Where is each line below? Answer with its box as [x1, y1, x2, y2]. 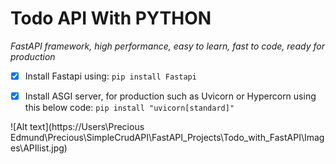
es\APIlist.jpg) [10, 142, 68, 154]
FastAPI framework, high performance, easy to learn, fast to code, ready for [10, 40, 325, 52]
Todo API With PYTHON [10, 7, 212, 30]
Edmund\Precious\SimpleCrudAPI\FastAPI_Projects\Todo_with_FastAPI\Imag [10, 132, 325, 144]
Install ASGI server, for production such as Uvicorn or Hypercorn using [24, 90, 317, 102]
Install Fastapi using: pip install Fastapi [24, 70, 197, 82]
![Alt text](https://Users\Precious [10, 121, 145, 133]
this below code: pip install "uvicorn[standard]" [24, 102, 235, 114]
